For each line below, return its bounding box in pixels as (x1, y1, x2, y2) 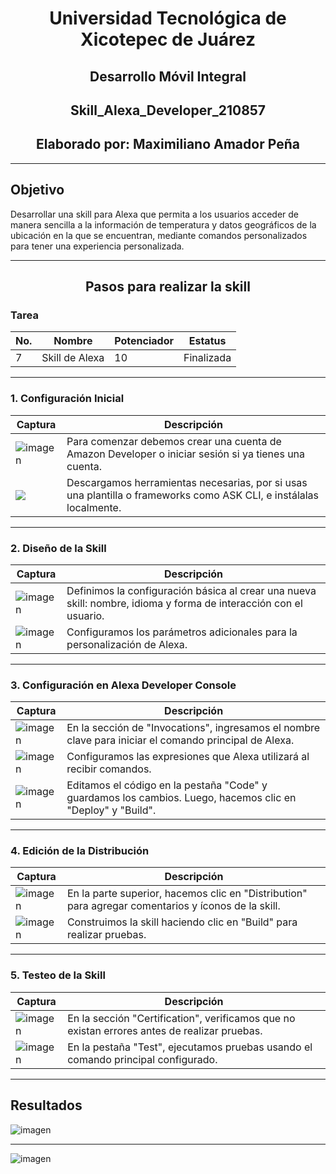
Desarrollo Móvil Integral (89, 68, 247, 85)
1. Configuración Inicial (10, 392, 125, 406)
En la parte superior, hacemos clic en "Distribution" (66, 887, 308, 901)
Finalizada (183, 351, 232, 365)
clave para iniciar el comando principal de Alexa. (66, 733, 295, 747)
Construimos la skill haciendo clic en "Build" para (66, 915, 298, 929)
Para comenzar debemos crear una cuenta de (66, 434, 282, 448)
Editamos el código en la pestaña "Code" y (66, 778, 268, 792)
